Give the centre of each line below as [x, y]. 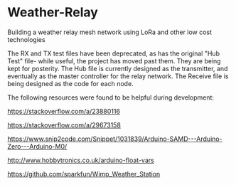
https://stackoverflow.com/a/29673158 [64, 125]
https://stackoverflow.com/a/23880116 [64, 111]
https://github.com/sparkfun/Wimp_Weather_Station [84, 174]
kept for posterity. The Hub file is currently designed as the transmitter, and [118, 68]
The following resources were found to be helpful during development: [111, 97]
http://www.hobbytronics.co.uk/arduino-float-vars [81, 160]
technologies [26, 39]
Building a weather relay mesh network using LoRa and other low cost [109, 32]
